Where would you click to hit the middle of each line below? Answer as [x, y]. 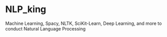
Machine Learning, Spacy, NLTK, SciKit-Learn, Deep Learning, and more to [83, 23]
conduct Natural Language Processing [45, 28]
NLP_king [26, 9]
